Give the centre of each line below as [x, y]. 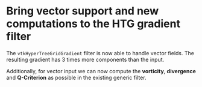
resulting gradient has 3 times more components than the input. [85, 59]
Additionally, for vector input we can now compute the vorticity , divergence [101, 71]
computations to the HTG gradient [93, 24]
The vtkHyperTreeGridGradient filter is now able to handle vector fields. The [100, 53]
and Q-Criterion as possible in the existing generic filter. [76, 77]
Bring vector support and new [82, 11]
